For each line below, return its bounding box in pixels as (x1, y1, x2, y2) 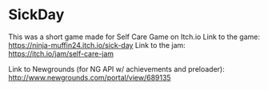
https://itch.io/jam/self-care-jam (8, 49, 114, 58)
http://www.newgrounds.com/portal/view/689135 (8, 72, 171, 82)
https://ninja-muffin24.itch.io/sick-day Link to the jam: (8, 40, 186, 49)
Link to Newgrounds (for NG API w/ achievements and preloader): (8, 64, 226, 73)
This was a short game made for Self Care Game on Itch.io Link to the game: (8, 32, 260, 41)
